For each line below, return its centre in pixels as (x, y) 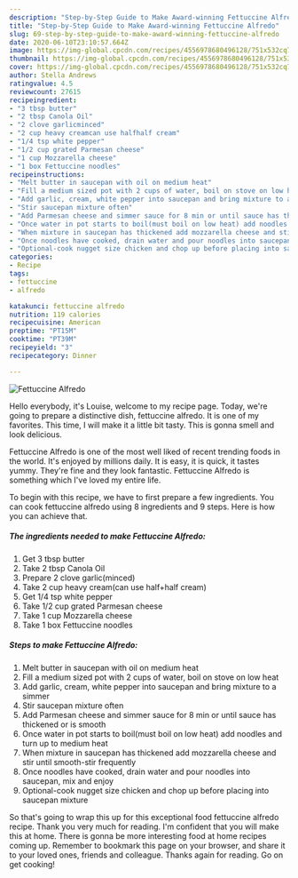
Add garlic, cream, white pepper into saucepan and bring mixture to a (149, 686)
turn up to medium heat (65, 743)
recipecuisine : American (55, 323)
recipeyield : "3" (41, 347)
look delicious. (35, 434)
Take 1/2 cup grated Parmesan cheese (92, 606)
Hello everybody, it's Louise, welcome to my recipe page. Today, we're (138, 406)
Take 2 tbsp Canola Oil (63, 568)
